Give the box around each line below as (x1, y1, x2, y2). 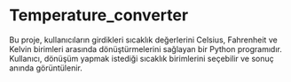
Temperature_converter (9, 5, 189, 26)
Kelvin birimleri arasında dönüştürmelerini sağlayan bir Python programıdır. (9, 43, 282, 54)
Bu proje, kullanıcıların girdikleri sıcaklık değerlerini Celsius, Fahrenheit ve (9, 34, 278, 45)
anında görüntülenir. (9, 63, 83, 73)
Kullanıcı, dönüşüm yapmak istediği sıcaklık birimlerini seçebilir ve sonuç (9, 53, 275, 63)
